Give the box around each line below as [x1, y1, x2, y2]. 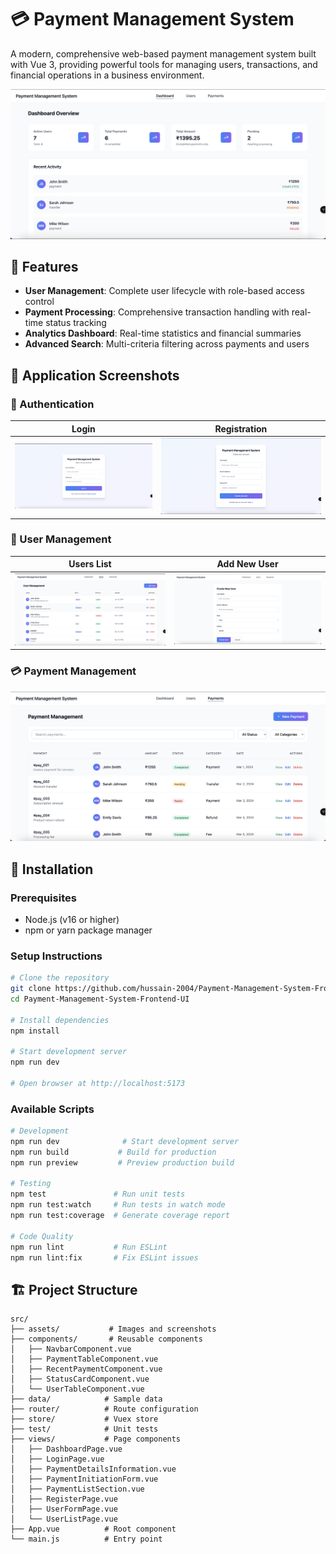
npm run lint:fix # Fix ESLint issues [10, 1252, 199, 1263]
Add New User [216, 558, 279, 570]
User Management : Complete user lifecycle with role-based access [24, 285, 305, 297]
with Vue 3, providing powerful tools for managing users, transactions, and [10, 58, 318, 70]
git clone [10, 984, 52, 994]
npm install [10, 1026, 60, 1036]
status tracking [45, 317, 107, 329]
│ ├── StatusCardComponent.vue [10, 1374, 150, 1385]
